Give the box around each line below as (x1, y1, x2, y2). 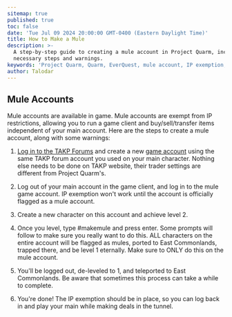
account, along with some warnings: (7, 134, 110, 142)
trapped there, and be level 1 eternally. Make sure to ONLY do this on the (17, 246, 224, 254)
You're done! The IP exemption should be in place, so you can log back (17, 295, 220, 303)
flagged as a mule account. (17, 198, 95, 206)
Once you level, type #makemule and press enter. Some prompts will (17, 224, 213, 232)
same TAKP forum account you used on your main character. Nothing (17, 155, 215, 163)
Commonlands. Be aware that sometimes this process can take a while (17, 274, 219, 282)
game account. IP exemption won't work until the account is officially (17, 190, 214, 198)
